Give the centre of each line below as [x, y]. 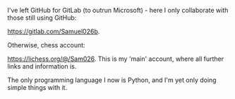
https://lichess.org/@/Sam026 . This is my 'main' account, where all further [116, 59]
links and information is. [42, 66]
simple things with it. [37, 87]
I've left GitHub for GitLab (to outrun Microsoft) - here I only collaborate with [118, 10]
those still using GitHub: [42, 18]
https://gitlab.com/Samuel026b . [54, 31]
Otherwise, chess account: [47, 45]
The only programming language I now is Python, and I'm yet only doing [112, 80]
